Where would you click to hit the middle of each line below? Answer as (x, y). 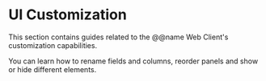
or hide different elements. (53, 69)
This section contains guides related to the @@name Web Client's (118, 37)
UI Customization (68, 15)
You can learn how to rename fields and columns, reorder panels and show (133, 61)
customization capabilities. (53, 45)
